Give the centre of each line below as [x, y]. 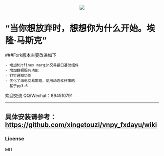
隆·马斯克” [26, 41]
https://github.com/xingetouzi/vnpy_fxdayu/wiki [81, 125]
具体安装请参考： [31, 117]
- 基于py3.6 [16, 86]
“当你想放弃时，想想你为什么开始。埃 [80, 29]
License [15, 139]
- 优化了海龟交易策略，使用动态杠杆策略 [40, 80]
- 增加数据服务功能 [22, 70]
